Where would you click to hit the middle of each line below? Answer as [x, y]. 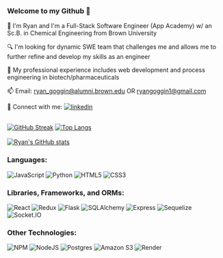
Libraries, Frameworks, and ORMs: [66, 193]
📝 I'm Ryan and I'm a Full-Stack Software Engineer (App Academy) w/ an [109, 26]
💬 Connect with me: [35, 107]
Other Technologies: [42, 233]
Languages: [27, 160]
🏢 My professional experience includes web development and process [106, 70]
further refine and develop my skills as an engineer [79, 57]
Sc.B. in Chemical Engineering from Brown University [82, 33]
